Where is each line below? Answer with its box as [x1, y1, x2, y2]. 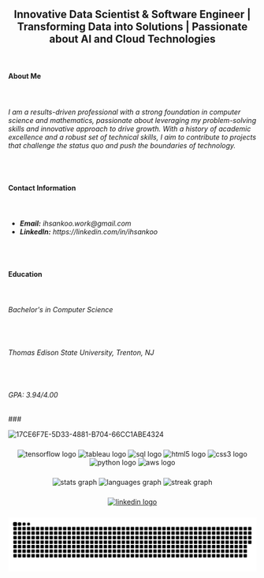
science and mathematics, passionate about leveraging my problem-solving [8, 115, 257, 125]
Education [8, 270, 43, 279]
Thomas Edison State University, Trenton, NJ [8, 348, 154, 357]
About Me [8, 72, 42, 81]
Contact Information [8, 183, 76, 192]
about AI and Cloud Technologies [49, 32, 216, 46]
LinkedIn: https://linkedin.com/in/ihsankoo [19, 227, 158, 237]
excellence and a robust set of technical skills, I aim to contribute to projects [8, 132, 257, 142]
